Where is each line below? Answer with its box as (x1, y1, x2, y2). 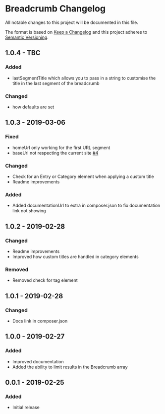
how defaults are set (12, 104, 55, 110)
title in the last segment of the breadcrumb (12, 80, 100, 86)
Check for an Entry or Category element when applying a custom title (12, 173, 154, 179)
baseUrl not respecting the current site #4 (12, 150, 99, 156)
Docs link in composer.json (12, 318, 68, 324)
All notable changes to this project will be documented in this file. (5, 19, 139, 25)
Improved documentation (12, 358, 64, 364)
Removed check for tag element (12, 277, 78, 283)
